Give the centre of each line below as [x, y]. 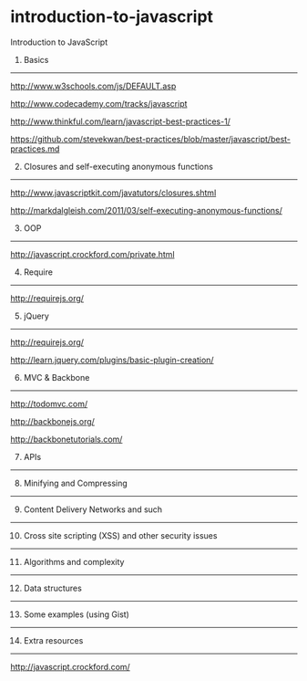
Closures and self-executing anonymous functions [118, 166]
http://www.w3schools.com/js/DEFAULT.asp [93, 86]
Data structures [53, 588]
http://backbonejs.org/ [52, 421]
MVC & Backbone [56, 377]
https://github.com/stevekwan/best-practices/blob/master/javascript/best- [150, 139]
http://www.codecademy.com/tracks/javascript [99, 103]
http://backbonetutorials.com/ [67, 439]
